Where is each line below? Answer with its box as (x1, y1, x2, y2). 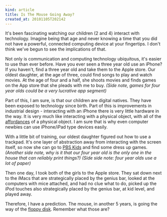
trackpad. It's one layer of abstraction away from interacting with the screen (5, 139, 162, 145)
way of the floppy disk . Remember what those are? (5, 206, 110, 212)
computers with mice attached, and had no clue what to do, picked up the (5, 180, 157, 186)
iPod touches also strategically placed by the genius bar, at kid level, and (5, 186, 155, 192)
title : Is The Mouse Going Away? (5, 12, 75, 17)
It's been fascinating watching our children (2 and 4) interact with (5, 30, 140, 36)
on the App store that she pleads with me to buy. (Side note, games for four (5, 82, 161, 88)
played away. (5, 191, 32, 197)
